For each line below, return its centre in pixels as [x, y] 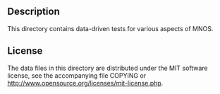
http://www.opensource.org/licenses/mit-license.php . [85, 83]
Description [33, 12]
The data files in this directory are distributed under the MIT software [108, 68]
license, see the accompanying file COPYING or [77, 75]
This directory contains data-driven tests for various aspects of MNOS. [110, 28]
